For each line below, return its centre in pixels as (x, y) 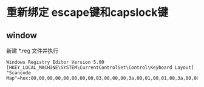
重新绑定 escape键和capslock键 (87, 12)
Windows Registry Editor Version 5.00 (55, 62)
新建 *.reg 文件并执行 (32, 50)
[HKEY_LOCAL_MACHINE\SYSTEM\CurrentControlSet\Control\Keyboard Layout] (100, 68)
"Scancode (19, 73)
